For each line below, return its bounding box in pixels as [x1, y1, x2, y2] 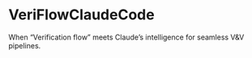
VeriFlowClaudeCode [8, 6, 156, 24]
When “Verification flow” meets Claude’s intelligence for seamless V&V [8, 32, 245, 42]
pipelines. [8, 40, 41, 50]
